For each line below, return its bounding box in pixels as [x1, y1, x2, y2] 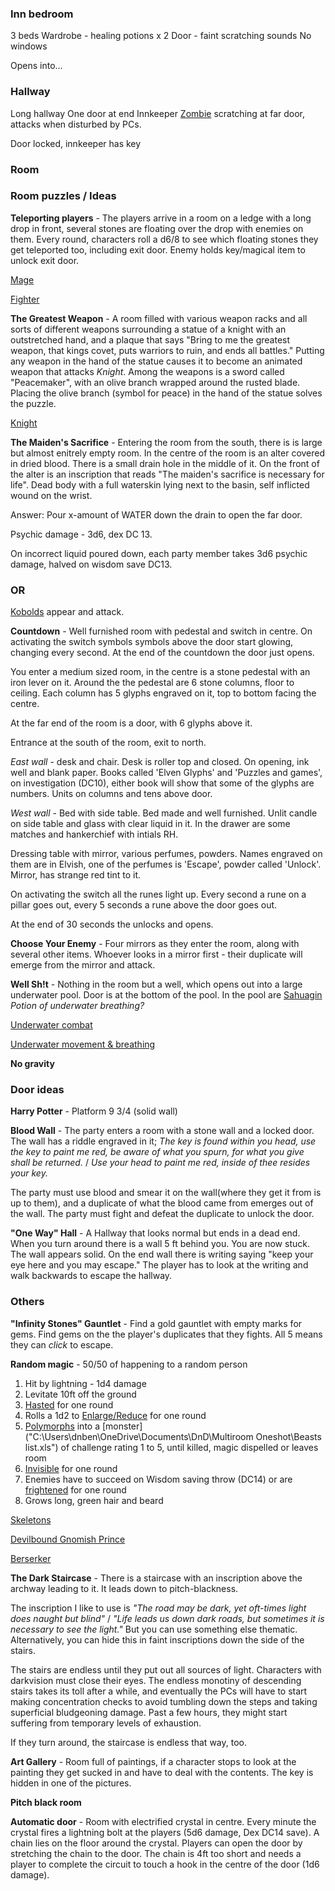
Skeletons [10, 1513, 52, 1526]
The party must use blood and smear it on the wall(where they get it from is [10, 1187, 322, 1199]
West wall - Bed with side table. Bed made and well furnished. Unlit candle [10, 807, 318, 819]
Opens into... [10, 60, 63, 72]
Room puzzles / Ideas [10, 189, 117, 203]
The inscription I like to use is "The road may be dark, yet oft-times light [10, 1602, 307, 1614]
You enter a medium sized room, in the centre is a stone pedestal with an [10, 666, 311, 678]
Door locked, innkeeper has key [10, 137, 142, 149]
